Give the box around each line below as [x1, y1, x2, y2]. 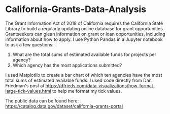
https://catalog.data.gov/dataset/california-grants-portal [5, 103, 123, 109]
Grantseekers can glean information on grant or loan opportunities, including [5, 31, 165, 37]
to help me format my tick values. [52, 88, 122, 94]
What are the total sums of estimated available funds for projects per [12, 51, 156, 58]
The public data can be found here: [5, 97, 79, 104]
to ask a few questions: [5, 41, 54, 47]
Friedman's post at [5, 82, 45, 89]
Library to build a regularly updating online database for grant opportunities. [5, 25, 164, 31]
